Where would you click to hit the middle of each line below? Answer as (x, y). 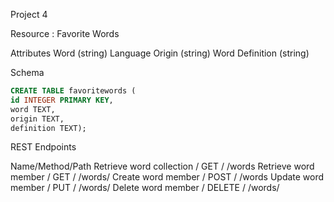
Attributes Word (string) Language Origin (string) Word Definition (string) (160, 53)
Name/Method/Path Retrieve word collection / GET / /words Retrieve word (162, 166)
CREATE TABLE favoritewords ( (73, 91)
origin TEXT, (37, 119)
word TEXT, (33, 109)
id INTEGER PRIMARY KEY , (62, 100)
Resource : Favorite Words (65, 33)
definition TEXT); (48, 128)
